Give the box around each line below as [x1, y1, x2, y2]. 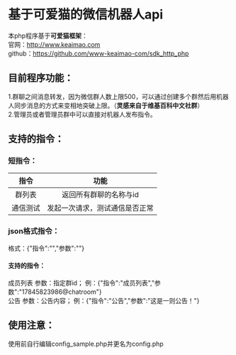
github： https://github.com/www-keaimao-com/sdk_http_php [8, 49, 189, 58]
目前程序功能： [8, 72, 74, 84]
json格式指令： [8, 226, 60, 236]
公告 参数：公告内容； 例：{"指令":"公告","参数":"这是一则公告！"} [8, 296, 200, 304]
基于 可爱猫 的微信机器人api [8, 6, 164, 23]
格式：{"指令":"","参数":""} [8, 243, 84, 253]
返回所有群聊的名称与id [62, 190, 139, 200]
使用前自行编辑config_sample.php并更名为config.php [8, 339, 164, 348]
